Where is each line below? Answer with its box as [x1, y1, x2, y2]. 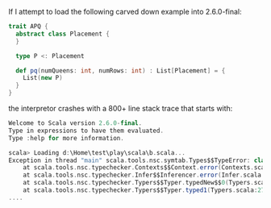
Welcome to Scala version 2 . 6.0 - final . [8, 119, 143, 127]
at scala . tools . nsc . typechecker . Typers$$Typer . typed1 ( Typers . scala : [23, 186, 258, 194]
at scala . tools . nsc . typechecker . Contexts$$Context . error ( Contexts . [23, 164, 254, 172]
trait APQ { [8, 23, 48, 31]
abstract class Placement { [15, 30, 110, 38]
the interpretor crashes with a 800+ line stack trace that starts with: [8, 104, 233, 113]
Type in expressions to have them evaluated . [8, 127, 164, 135]
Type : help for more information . [8, 134, 125, 142]
